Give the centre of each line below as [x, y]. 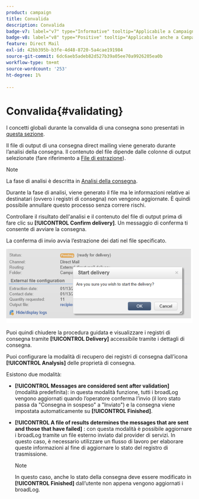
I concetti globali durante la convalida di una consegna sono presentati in [95, 128]
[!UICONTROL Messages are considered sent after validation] [92, 386]
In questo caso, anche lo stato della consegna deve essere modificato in [103, 477]
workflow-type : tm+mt [33, 62]
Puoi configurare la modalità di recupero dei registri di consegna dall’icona [97, 357]
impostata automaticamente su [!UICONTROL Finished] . [84, 411]
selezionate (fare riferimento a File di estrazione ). [66, 158]
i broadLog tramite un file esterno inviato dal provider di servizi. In [95, 435]
